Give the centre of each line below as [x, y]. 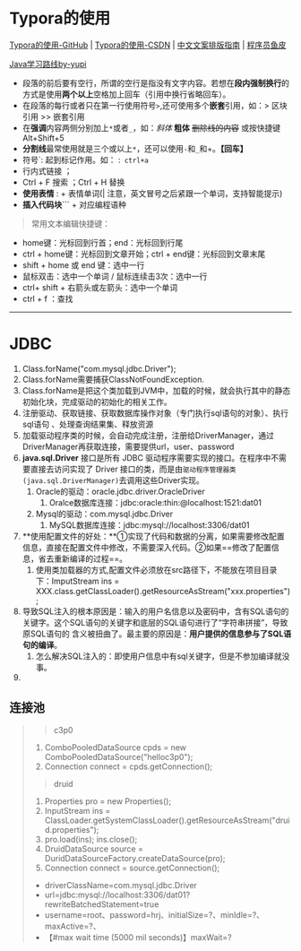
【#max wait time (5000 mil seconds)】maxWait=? [138, 937]
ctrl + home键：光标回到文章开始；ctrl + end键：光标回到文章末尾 [144, 254]
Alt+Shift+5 [43, 138]
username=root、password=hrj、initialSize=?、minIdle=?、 [155, 914]
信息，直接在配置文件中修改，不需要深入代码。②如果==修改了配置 [146, 547]
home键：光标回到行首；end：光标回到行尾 [103, 242]
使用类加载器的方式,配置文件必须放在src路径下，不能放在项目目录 [156, 569]
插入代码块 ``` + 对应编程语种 [74, 204]
